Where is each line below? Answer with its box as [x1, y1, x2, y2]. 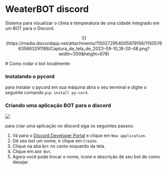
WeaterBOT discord [5, 3, 89, 15]
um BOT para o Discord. [5, 25, 55, 31]
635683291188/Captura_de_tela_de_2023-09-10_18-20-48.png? [18, 45, 150, 51]
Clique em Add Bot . [12, 148, 52, 154]
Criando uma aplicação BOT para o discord [5, 102, 111, 109]
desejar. [12, 159, 29, 165]
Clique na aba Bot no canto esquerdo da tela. [12, 143, 106, 149]
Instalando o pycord [5, 73, 55, 80]
